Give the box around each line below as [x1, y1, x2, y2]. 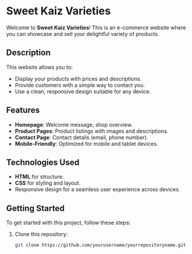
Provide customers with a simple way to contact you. [14, 81, 145, 88]
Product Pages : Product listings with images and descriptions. [14, 127, 169, 134]
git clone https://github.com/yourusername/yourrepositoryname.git [14, 242, 186, 249]
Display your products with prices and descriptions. [14, 75, 142, 82]
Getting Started [6, 203, 65, 213]
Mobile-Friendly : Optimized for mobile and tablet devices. [14, 140, 159, 147]
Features [6, 105, 40, 115]
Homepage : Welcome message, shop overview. [14, 121, 133, 128]
